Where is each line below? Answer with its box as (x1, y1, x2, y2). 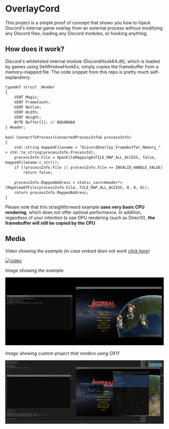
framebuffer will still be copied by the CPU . (5, 220, 97, 226)
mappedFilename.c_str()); (5, 160, 59, 165)
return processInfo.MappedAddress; (14, 190, 89, 195)
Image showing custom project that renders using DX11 (5, 350, 120, 356)
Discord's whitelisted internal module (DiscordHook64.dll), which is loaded (5, 58, 160, 64)
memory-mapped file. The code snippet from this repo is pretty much (5, 69, 149, 75)
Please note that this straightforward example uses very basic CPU (5, 204, 145, 210)
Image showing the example (5, 267, 64, 273)
